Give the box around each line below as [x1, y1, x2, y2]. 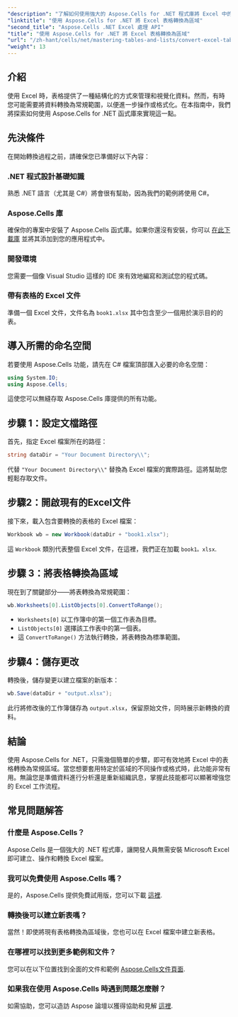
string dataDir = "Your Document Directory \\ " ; [7, 451, 151, 459]
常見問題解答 [7, 805, 64, 817]
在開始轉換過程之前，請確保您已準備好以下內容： [7, 152, 150, 160]
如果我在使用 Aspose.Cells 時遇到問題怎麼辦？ [7, 984, 166, 994]
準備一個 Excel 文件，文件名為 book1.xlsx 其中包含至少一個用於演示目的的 [7, 308, 223, 317]
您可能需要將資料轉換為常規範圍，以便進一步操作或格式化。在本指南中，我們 [7, 100, 231, 108]
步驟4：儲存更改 [7, 656, 79, 668]
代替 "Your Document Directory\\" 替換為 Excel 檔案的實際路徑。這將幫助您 [7, 465, 228, 474]
